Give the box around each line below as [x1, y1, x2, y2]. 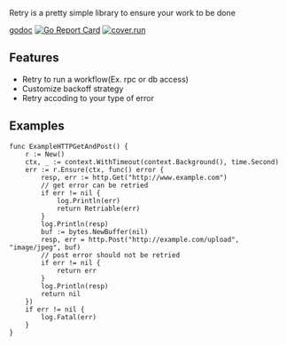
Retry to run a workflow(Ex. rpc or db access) [21, 74, 189, 84]
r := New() [25, 150, 66, 159]
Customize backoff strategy [21, 83, 124, 94]
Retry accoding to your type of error [21, 92, 155, 103]
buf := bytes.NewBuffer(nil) [41, 227, 149, 236]
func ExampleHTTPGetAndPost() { [9, 142, 128, 151]
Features [9, 51, 59, 66]
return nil [41, 289, 81, 298]
